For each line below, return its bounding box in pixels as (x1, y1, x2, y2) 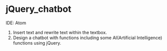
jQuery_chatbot (6, 3, 72, 15)
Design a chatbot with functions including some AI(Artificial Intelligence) (13, 35, 162, 41)
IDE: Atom (6, 20, 27, 26)
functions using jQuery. (13, 40, 62, 46)
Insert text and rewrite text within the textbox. (13, 29, 107, 35)
